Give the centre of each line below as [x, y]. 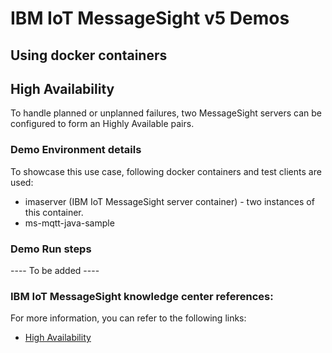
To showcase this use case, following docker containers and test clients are [166, 171]
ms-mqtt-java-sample [69, 223]
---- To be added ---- [55, 270]
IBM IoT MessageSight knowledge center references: [142, 296]
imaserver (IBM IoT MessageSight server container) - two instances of [169, 201]
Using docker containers [89, 55]
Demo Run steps [51, 249]
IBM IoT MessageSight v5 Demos [150, 18]
